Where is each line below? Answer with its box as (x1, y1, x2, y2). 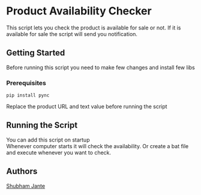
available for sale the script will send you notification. (6, 30, 138, 37)
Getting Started (6, 48, 65, 58)
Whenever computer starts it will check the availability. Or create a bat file (6, 142, 189, 149)
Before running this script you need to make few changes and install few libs (6, 64, 195, 71)
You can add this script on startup (6, 136, 90, 143)
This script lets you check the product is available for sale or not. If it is (6, 24, 181, 31)
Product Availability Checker (6, 4, 152, 18)
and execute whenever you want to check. (6, 149, 112, 156)
